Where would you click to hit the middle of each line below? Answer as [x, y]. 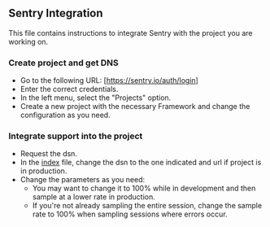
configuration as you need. [65, 115]
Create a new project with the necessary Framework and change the [135, 107]
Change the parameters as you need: [83, 180]
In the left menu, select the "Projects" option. [96, 98]
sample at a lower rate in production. [94, 197]
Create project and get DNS [64, 63]
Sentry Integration [56, 13]
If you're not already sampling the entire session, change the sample [147, 206]
